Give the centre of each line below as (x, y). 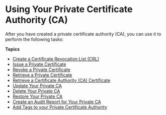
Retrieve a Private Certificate (42, 75)
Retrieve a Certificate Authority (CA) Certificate (61, 80)
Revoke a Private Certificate (41, 70)
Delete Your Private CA (36, 91)
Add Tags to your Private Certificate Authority (60, 107)
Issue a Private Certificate (39, 64)
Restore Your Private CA (37, 96)
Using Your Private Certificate (69, 9)
